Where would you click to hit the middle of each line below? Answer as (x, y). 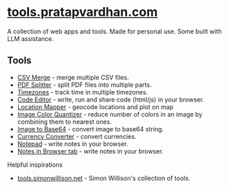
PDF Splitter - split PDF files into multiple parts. (84, 85)
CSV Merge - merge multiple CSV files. (73, 77)
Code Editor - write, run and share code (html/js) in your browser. (111, 99)
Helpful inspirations (35, 165)
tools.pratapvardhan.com (83, 12)
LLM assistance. (31, 38)
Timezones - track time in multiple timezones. (82, 92)
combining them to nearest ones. (65, 122)
